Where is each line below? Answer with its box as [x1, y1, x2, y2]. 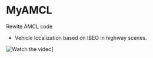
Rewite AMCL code [6, 23, 53, 30]
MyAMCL [6, 4, 52, 17]
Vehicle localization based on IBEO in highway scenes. [14, 34, 147, 41]
